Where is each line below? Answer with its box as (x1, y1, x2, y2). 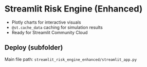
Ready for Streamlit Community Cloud (11, 29, 88, 35)
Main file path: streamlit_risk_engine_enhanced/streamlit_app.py (4, 56, 137, 62)
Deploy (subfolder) (4, 43, 63, 52)
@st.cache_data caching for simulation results (11, 24, 103, 30)
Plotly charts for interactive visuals (11, 19, 81, 25)
